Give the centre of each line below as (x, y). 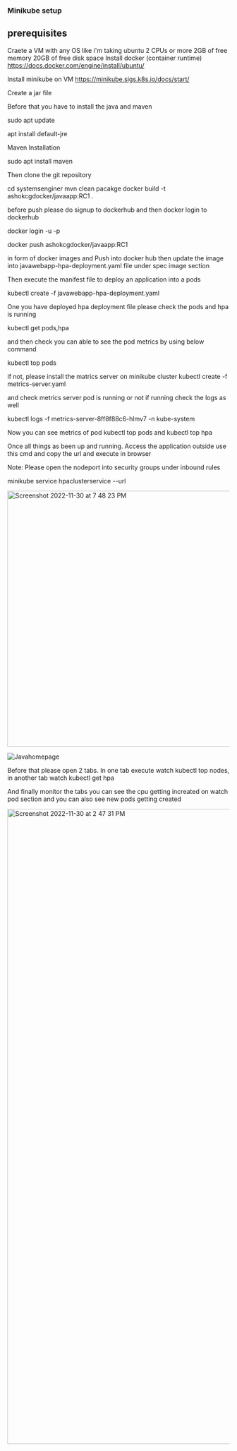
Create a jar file (30, 92)
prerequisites (37, 34)
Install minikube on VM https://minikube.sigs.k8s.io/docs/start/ (98, 79)
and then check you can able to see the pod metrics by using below (106, 342)
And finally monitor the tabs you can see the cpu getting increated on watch (118, 791)
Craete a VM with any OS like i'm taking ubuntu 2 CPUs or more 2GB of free (117, 50)
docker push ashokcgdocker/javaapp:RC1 (68, 244)
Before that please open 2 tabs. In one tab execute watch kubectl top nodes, (119, 770)
